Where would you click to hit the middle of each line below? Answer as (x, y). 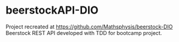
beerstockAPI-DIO (52, 10)
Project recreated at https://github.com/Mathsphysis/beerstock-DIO (89, 27)
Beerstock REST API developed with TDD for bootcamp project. (84, 33)
